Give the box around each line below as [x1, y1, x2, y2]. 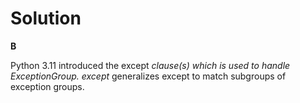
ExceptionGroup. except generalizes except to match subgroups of [10, 70, 287, 82]
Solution [10, 7, 82, 30]
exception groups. [10, 80, 85, 92]
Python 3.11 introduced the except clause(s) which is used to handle [10, 59, 291, 71]
